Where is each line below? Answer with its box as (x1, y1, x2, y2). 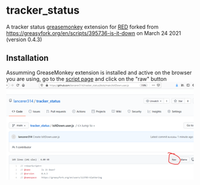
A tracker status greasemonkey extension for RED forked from (6, 23, 159, 30)
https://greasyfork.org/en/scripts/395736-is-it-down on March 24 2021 (6, 29, 182, 36)
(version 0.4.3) (6, 36, 43, 43)
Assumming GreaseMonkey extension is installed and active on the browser (6, 69, 192, 76)
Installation (6, 53, 49, 63)
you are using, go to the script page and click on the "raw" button (6, 75, 167, 82)
